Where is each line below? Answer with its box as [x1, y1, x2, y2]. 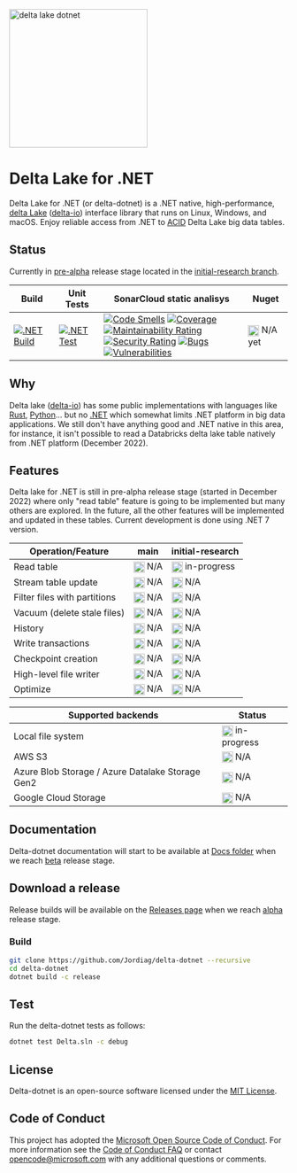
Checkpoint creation [13, 652, 99, 664]
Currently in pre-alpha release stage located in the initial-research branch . [9, 266, 280, 276]
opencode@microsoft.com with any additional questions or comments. [9, 1154, 267, 1164]
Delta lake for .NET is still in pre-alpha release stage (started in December [9, 486, 278, 497]
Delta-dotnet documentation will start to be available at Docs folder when [9, 845, 277, 856]
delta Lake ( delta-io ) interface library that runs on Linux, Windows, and [9, 207, 267, 218]
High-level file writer [13, 668, 100, 680]
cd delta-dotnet [9, 964, 69, 973]
